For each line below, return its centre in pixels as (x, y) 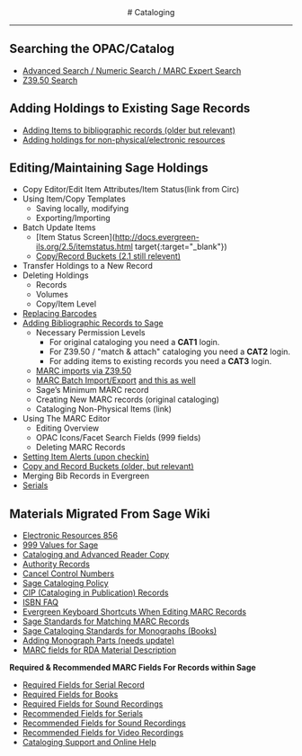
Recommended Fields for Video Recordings (103, 733)
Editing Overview (67, 428)
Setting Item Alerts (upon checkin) (86, 457)
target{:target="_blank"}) (181, 247)
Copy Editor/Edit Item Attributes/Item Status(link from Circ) (131, 190)
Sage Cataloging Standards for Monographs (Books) (120, 631)
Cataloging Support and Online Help (89, 743)
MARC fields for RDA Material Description (99, 650)
